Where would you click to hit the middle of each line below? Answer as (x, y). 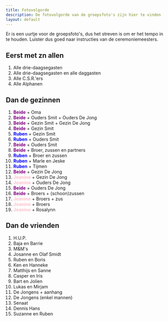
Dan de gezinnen (33, 100)
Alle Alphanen (28, 84)
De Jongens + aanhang (38, 292)
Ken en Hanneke (30, 265)
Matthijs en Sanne (32, 270)
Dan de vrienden (33, 225)
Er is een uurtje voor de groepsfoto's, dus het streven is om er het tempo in (85, 34)
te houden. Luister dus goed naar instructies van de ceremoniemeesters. (82, 39)
